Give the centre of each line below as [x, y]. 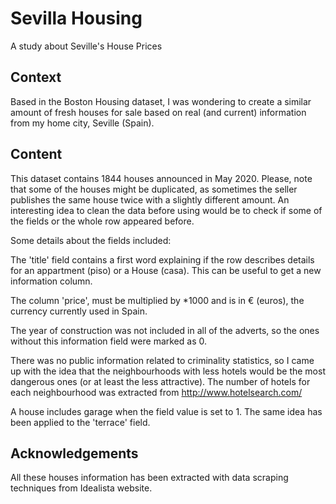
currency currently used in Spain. [79, 311]
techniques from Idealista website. [81, 488]
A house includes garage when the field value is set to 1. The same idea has [166, 411]
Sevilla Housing [76, 18]
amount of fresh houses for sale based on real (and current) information [158, 112]
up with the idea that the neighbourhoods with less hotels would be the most [168, 371]
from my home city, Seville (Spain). [82, 123]
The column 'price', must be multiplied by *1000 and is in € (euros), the [157, 300]
